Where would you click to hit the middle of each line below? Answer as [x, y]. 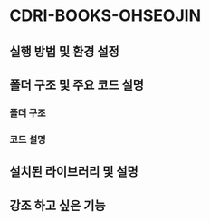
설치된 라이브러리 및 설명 [74, 172]
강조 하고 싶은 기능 [57, 205]
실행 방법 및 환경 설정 [64, 51]
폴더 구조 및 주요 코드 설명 [77, 85]
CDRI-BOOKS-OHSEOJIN [105, 16]
